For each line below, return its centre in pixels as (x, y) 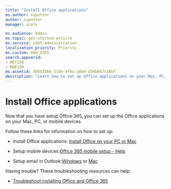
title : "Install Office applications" (47, 10)
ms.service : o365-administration (41, 43)
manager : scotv (22, 24)
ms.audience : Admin (26, 34)
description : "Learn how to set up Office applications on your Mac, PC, (86, 77)
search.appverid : (24, 57)
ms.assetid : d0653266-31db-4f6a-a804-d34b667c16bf (61, 72)
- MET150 (15, 62)
